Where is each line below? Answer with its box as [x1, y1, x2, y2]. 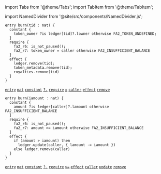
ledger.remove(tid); [14, 61, 55, 66]
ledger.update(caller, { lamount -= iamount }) [17, 142, 116, 147]
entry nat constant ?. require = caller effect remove [5, 87, 110, 92]
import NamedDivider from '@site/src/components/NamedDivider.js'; [5, 14, 143, 19]
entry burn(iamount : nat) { [5, 96, 64, 101]
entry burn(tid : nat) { [5, 23, 55, 28]
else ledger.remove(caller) [14, 147, 70, 152]
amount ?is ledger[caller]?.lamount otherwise [14, 104, 109, 109]
